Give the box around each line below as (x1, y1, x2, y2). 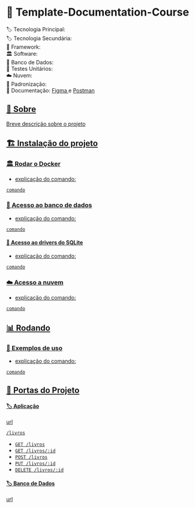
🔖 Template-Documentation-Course (6, 5, 190, 19)
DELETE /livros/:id (14, 467, 64, 473)
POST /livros (14, 454, 48, 460)
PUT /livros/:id (14, 461, 56, 467)
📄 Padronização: (6, 80, 47, 88)
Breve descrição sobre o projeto (6, 120, 86, 127)
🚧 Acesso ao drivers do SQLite (6, 239, 83, 246)
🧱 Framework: (6, 43, 41, 50)
